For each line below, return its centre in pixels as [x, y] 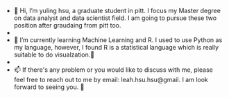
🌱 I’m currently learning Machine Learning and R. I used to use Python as [118, 40]
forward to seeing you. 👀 [49, 87]
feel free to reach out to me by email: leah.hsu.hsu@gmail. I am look [111, 80]
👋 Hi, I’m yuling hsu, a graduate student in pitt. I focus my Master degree [117, 11]
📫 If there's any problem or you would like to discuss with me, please [113, 70]
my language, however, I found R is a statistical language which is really [116, 47]
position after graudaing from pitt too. [67, 25]
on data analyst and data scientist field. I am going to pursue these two [115, 18]
